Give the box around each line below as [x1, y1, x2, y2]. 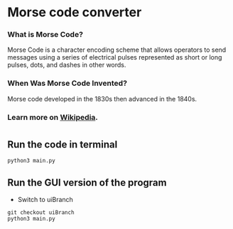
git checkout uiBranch [7, 209, 75, 216]
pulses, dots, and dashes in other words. [7, 61, 126, 69]
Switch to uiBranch [17, 196, 73, 204]
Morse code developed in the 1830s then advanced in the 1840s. [7, 94, 197, 103]
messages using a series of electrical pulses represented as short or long [7, 53, 222, 62]
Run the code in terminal [7, 138, 118, 150]
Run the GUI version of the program [7, 177, 167, 189]
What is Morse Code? [7, 30, 84, 40]
